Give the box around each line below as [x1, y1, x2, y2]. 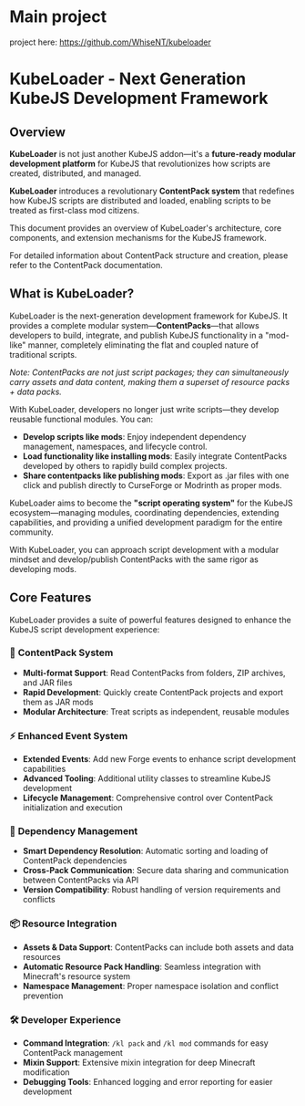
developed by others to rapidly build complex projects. [22, 460, 228, 471]
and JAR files [22, 677, 73, 688]
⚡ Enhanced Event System [9, 729, 128, 742]
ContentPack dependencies [22, 855, 127, 866]
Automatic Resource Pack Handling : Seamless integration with [22, 961, 261, 972]
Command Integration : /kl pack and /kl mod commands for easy [22, 1038, 269, 1049]
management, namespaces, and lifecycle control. [22, 441, 208, 452]
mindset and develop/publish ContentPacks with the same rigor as [9, 554, 259, 565]
